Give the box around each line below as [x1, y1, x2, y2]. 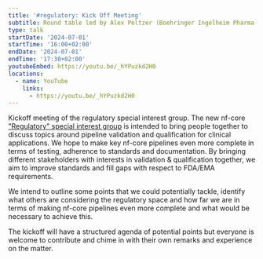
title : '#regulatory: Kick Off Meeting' [8, 11, 143, 20]
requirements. [8, 172, 53, 181]
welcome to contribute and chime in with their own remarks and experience [8, 235, 253, 245]
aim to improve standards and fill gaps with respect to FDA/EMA [8, 163, 215, 173]
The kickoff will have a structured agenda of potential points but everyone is [8, 227, 254, 236]
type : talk [8, 26, 44, 34]
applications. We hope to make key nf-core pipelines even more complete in [8, 138, 254, 148]
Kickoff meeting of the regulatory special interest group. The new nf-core [8, 113, 246, 122]
